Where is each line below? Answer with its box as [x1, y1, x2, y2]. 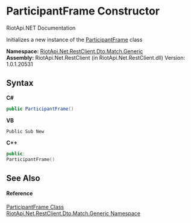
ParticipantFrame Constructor [6, 4, 160, 18]
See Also [6, 173, 40, 183]
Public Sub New [6, 128, 45, 134]
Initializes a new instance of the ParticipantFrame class [6, 36, 143, 43]
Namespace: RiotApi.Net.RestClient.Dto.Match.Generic [6, 47, 143, 55]
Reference [6, 190, 33, 197]
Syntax [6, 78, 34, 88]
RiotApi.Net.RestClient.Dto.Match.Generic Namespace [6, 210, 140, 217]
